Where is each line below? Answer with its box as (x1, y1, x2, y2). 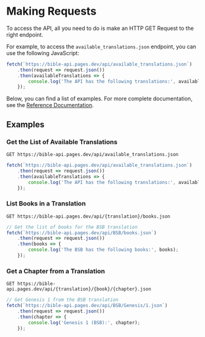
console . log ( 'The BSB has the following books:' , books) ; (28, 246, 179, 253)
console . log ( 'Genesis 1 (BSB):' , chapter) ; (28, 319, 140, 325)
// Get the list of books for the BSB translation (6, 224, 138, 230)
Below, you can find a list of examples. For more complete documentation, (6, 95, 193, 102)
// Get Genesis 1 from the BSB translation (6, 297, 119, 303)
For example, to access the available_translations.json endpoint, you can (6, 43, 196, 50)
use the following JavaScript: (6, 49, 79, 56)
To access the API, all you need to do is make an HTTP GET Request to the (6, 24, 194, 32)
